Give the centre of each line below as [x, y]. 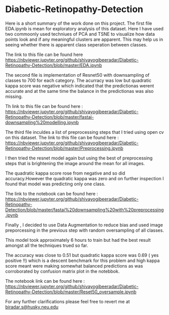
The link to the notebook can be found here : [52, 193]
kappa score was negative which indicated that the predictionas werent [80, 86]
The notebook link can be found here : [45, 281]
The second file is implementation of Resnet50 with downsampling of [77, 75]
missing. [14, 96]
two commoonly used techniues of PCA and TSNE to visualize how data [80, 34]
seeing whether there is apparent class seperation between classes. [76, 44]
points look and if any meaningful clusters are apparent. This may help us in [84, 39]
